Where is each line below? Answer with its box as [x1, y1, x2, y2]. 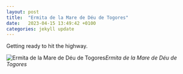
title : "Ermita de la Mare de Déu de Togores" [6, 15, 129, 21]
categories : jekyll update [6, 25, 75, 32]
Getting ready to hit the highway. [6, 42, 88, 50]
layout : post [6, 8, 39, 15]
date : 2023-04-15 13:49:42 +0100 [6, 20, 96, 26]
